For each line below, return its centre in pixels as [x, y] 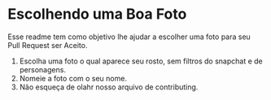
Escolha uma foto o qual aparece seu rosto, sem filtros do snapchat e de [141, 61]
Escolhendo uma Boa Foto [97, 14]
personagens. [43, 69]
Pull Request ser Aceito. [48, 45]
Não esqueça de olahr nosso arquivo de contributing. [109, 87]
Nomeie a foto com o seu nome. [73, 78]
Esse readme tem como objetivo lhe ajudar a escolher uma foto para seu [129, 37]
